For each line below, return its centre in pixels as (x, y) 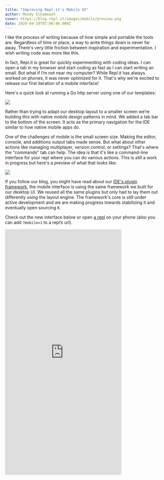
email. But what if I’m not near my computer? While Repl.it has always (75, 73)
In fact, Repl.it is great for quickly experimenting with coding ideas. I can (78, 62)
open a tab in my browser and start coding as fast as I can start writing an (80, 68)
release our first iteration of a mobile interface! (52, 84)
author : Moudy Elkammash (30, 14)
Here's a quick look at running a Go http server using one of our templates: (81, 93)
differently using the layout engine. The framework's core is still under (76, 198)
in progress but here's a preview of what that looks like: (61, 163)
